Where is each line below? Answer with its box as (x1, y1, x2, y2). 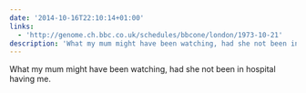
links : (9, 22, 35, 31)
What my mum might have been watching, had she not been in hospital (9, 64, 276, 75)
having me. (9, 74, 52, 85)
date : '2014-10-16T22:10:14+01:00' (9, 13, 145, 23)
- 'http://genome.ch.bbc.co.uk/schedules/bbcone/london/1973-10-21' (17, 30, 283, 39)
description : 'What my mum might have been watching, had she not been (9, 38, 287, 48)
